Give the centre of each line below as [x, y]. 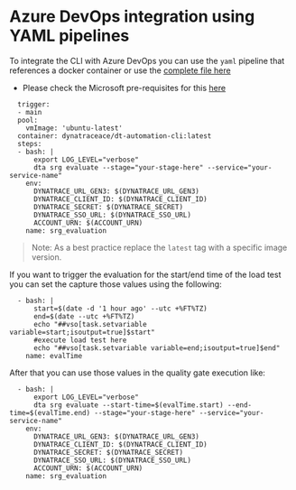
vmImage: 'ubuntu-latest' [74, 128]
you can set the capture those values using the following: [116, 284]
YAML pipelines [69, 36]
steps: [30, 143]
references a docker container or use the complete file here [120, 70]
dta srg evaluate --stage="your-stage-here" [118, 167]
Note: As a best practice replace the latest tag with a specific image [159, 247]
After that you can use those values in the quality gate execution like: [138, 373]
